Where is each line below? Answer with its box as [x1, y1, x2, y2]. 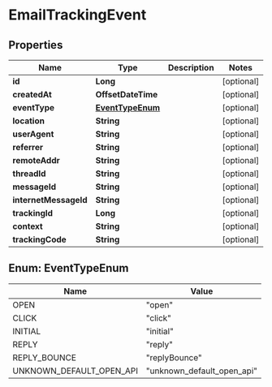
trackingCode [12, 234, 67, 245]
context [12, 221, 43, 232]
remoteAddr [12, 155, 61, 166]
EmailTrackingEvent [8, 6, 147, 24]
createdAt [12, 89, 53, 100]
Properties [8, 38, 63, 52]
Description [167, 62, 214, 73]
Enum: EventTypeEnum [8, 261, 129, 275]
